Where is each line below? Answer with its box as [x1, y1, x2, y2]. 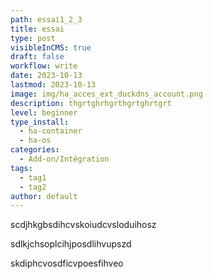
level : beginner [10, 107, 78, 118]
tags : [10, 163, 33, 173]
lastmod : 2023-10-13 [10, 80, 97, 90]
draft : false [10, 52, 65, 62]
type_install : [10, 117, 70, 127]
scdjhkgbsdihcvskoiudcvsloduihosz [10, 219, 157, 231]
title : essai [10, 24, 65, 34]
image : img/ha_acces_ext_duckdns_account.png [10, 89, 203, 99]
